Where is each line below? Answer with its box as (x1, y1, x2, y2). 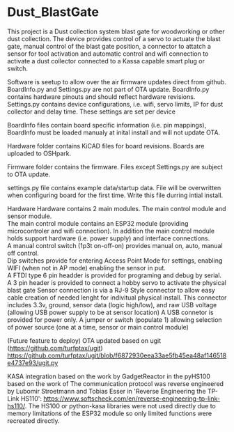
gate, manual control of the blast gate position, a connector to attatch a (7, 42, 211, 50)
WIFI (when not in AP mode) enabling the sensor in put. (7, 263, 166, 272)
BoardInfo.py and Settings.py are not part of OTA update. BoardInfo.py (7, 85, 210, 93)
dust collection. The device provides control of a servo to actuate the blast (7, 34, 221, 43)
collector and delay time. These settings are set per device (7, 107, 176, 116)
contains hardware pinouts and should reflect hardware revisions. (7, 92, 196, 101)
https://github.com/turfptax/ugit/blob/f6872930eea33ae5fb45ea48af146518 (7, 351, 227, 360)
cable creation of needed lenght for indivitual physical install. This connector (7, 293, 227, 302)
